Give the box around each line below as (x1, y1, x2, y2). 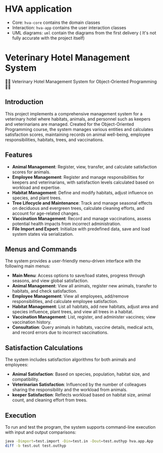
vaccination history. (12, 319, 52, 325)
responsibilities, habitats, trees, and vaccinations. (5, 136, 104, 142)
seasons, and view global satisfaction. (12, 278, 89, 283)
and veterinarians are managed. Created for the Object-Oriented (5, 121, 134, 127)
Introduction (5, 98, 44, 106)
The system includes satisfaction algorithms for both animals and (5, 357, 136, 362)
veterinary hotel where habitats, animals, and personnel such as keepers (5, 116, 151, 122)
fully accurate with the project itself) (12, 35, 85, 41)
